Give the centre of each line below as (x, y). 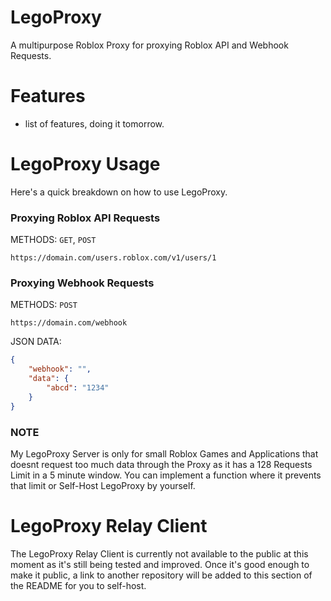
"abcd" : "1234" (78, 388)
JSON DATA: (36, 342)
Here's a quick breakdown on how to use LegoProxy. (119, 192)
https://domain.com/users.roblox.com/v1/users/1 (113, 258)
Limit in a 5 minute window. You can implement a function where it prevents (166, 475)
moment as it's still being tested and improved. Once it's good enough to (160, 564)
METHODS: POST (44, 305)
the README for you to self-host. (78, 585)
